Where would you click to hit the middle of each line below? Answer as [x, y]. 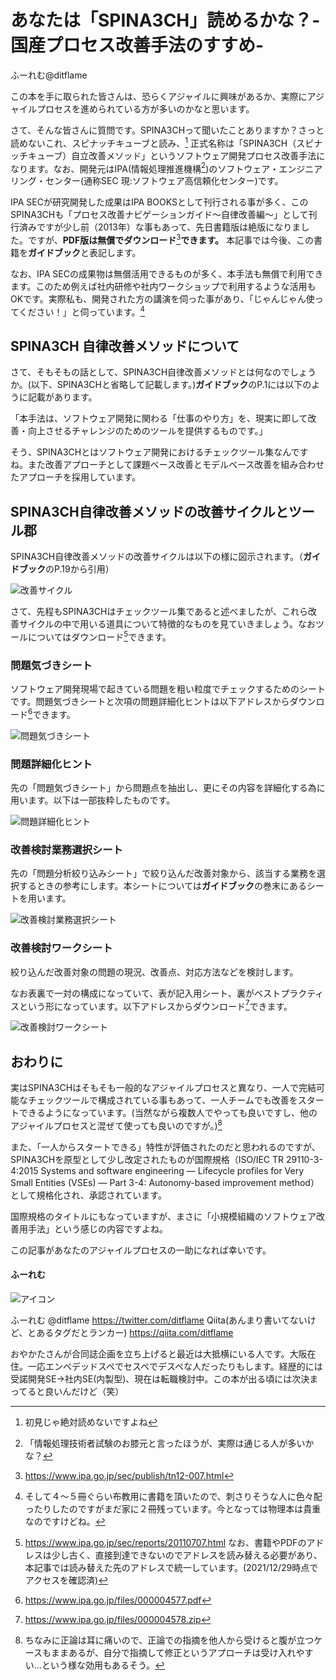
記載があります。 [62, 397]
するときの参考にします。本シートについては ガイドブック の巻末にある [162, 886]
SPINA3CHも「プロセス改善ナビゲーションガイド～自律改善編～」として [159, 215]
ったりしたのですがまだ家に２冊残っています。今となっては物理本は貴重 [173, 1509]
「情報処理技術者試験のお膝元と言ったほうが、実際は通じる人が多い [165, 1443]
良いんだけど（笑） [84, 1392]
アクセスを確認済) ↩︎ [66, 1580]
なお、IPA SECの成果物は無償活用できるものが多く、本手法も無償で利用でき [167, 273]
